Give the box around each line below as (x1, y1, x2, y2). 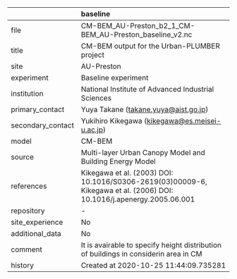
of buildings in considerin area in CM (80, 249, 202, 259)
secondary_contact (11, 120, 74, 130)
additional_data (11, 229, 61, 238)
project (80, 50, 104, 59)
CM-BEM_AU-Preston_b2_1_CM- (80, 21, 195, 30)
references (11, 181, 47, 191)
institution (11, 89, 44, 98)
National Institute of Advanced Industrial (80, 85, 214, 94)
